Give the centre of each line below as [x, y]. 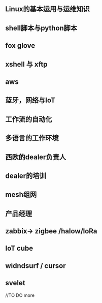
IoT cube [19, 248]
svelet [15, 283]
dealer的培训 [26, 176]
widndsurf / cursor [36, 266]
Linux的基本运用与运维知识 [47, 9]
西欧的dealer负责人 [36, 157]
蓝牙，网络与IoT [30, 100]
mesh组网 [21, 195]
